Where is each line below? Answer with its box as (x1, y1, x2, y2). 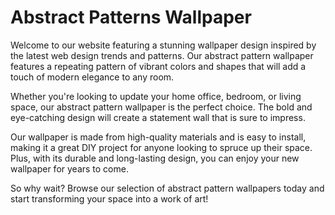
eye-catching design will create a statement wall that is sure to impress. (10, 111, 306, 123)
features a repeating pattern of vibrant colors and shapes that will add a (10, 60, 307, 72)
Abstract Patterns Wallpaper (10, 6, 252, 29)
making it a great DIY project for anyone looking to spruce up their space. (10, 141, 313, 153)
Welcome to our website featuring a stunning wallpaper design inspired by (10, 39, 317, 51)
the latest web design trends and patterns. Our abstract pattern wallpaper (10, 49, 314, 61)
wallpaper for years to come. (10, 162, 129, 175)
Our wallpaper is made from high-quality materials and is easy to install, (10, 131, 307, 143)
